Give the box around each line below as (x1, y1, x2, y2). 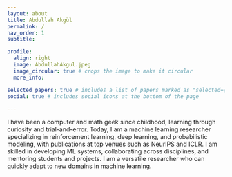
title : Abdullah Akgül (7, 17, 72, 24)
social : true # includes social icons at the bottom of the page (7, 93, 199, 100)
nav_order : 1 (7, 29, 45, 37)
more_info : (13, 74, 45, 81)
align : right (13, 55, 51, 62)
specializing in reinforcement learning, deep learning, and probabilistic (7, 133, 208, 141)
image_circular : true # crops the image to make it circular (13, 67, 193, 75)
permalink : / (7, 23, 45, 30)
